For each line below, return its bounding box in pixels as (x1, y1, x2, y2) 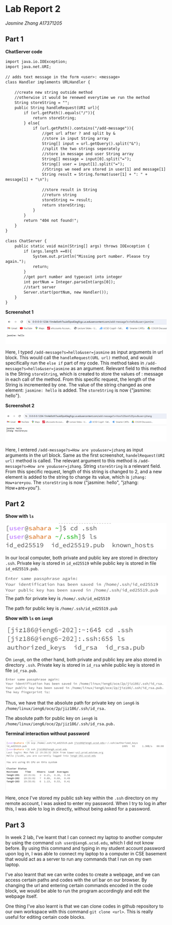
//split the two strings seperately (41, 146, 120, 151)
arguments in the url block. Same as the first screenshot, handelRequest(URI (5, 452, 165, 458)
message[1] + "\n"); (5, 177, 50, 182)
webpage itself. (5, 893, 38, 899)
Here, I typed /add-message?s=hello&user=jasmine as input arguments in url (5, 349, 163, 355)
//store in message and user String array (41, 151, 134, 156)
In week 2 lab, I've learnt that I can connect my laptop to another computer (5, 834, 163, 840)
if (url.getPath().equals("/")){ (24, 110, 95, 115)
